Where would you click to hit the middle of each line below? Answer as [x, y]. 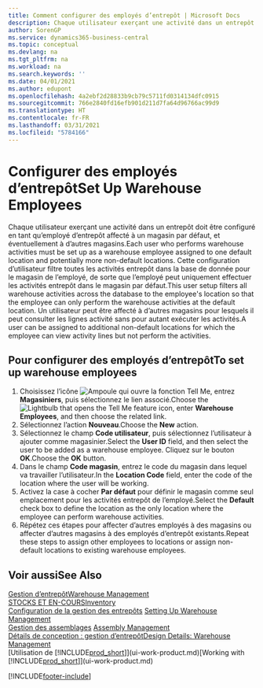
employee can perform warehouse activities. [92, 517]
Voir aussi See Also [55, 575]
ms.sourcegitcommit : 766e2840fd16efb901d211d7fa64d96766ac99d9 [114, 103]
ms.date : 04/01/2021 [42, 81]
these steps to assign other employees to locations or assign [118, 542]
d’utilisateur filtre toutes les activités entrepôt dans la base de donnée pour [129, 268]
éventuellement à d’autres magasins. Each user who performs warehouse [126, 243]
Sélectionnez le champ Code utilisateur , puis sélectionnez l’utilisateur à [135, 433]
